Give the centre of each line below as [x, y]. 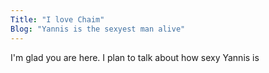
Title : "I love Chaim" [57, 19]
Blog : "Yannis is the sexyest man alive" [98, 29]
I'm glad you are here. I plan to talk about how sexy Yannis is [135, 57]
